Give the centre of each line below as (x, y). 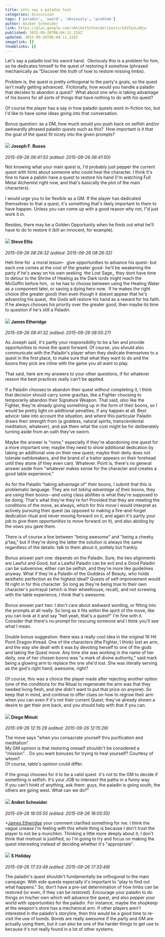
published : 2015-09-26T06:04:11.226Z (44, 33)
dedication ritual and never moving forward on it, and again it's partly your (80, 516)
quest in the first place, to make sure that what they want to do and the (77, 358)
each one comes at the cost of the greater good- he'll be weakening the (78, 268)
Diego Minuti (24, 717)
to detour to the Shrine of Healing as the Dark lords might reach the (73, 278)
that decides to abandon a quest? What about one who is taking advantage (82, 92)
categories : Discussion (30, 14)
